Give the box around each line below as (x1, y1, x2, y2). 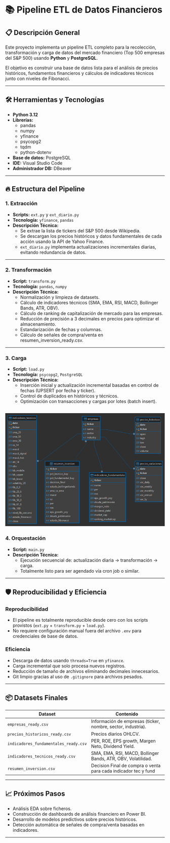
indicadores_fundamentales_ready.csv (7, 741, 87, 747)
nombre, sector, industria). (91, 724, 147, 730)
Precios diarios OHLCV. (91, 731, 140, 737)
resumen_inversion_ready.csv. (20, 337, 83, 343)
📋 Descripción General (5, 28, 80, 37)
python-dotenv (20, 149, 52, 155)
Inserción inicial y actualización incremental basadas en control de (20, 382, 159, 388)
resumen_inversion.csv (7, 766, 56, 771)
